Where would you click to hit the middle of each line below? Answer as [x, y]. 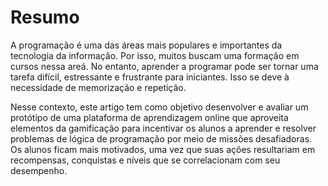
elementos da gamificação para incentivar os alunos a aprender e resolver [163, 128]
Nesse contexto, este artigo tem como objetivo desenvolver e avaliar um [159, 107]
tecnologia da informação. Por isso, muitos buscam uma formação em [155, 55]
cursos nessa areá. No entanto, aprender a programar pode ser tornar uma [164, 66]
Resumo [45, 17]
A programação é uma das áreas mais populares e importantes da [146, 45]
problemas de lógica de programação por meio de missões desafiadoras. [161, 138]
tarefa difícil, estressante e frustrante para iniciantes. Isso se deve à [150, 77]
